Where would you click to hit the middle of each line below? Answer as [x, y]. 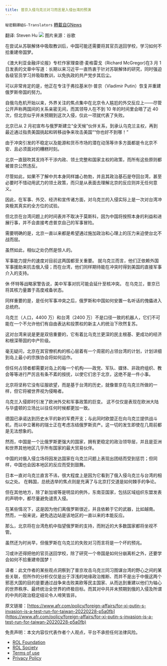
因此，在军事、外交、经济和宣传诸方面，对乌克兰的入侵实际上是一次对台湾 [81, 199]
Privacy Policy [27, 658]
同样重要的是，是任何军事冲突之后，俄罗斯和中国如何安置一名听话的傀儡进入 [83, 301]
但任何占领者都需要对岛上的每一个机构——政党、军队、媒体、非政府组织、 [81, 368]
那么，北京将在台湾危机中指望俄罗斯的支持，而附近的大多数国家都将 [75, 526]
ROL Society [25, 648]
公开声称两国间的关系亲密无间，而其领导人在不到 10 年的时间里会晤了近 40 [82, 109]
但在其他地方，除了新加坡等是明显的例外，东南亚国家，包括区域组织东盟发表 [83, 492]
